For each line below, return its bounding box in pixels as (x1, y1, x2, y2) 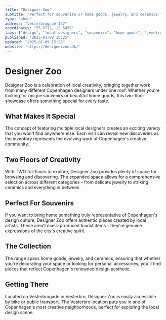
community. (5, 141, 29, 147)
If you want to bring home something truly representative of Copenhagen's (5, 212, 158, 218)
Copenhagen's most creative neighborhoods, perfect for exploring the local (5, 304, 159, 310)
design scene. (5, 309, 34, 315)
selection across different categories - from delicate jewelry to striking (5, 179, 149, 185)
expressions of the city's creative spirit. (5, 228, 85, 234)
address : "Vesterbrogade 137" (5, 21, 68, 26)
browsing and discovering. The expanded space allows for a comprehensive (5, 174, 161, 180)
